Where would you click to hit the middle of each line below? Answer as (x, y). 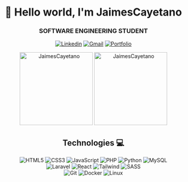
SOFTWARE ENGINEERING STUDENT (93, 31)
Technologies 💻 (93, 143)
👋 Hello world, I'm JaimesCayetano (93, 12)
